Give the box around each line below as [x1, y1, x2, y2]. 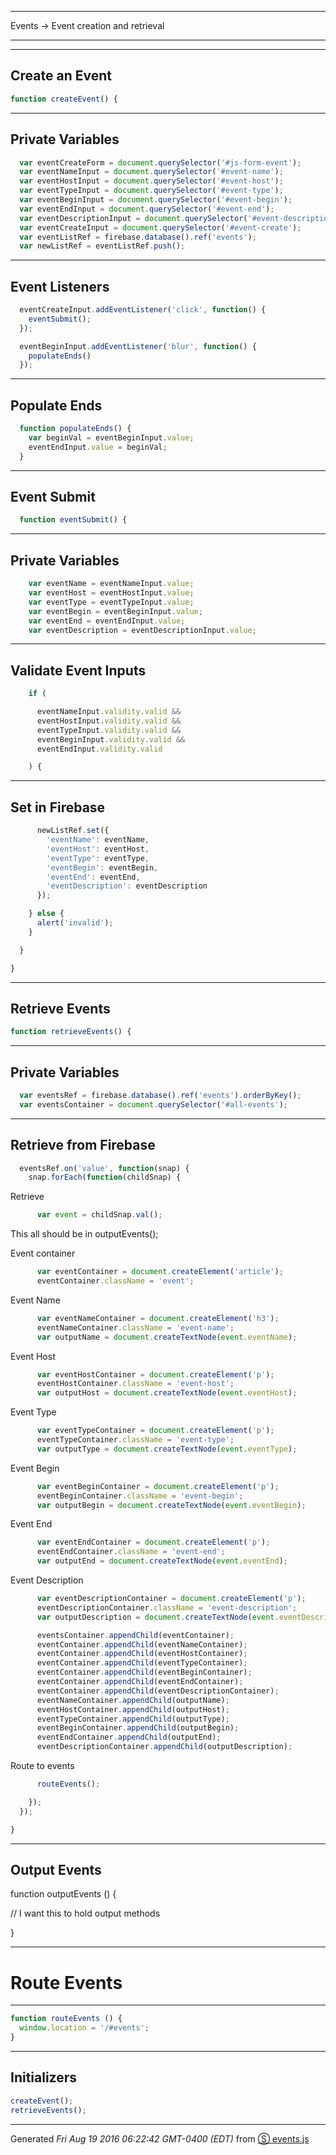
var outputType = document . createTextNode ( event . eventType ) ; [36, 1444, 298, 1454]
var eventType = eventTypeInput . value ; [28, 597, 195, 607]
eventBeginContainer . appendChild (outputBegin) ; [36, 1723, 240, 1733]
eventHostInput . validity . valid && [36, 716, 182, 726]
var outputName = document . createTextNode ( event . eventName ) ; [36, 1332, 298, 1342]
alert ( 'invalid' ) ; [36, 918, 114, 928]
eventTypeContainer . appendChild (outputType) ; [36, 1714, 230, 1724]
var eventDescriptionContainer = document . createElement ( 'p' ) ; [36, 1594, 307, 1604]
